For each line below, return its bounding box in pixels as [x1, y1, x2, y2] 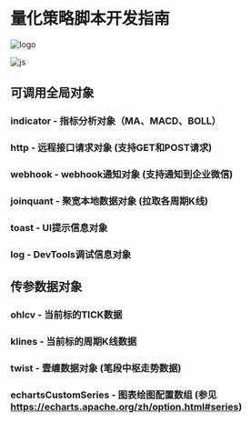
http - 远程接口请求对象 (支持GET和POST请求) [10, 142, 213, 155]
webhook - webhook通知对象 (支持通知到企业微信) [10, 168, 234, 181]
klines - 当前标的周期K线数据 [10, 336, 137, 348]
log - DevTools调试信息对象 [10, 247, 132, 260]
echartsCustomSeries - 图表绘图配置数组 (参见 [10, 388, 217, 401]
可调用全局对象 [10, 85, 95, 101]
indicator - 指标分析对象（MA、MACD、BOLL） [10, 115, 222, 127]
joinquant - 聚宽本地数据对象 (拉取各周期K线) [10, 195, 208, 207]
